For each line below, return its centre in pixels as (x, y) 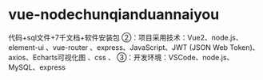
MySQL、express (37, 67)
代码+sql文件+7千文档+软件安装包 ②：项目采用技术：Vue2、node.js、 (126, 37)
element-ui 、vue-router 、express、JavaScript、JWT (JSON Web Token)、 (134, 47)
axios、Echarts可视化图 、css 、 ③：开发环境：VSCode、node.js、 (121, 57)
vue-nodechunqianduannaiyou (114, 15)
